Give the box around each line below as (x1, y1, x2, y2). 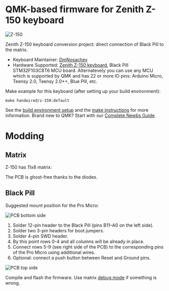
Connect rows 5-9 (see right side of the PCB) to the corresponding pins (12, 244, 164, 250)
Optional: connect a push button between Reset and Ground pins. (12, 254, 151, 261)
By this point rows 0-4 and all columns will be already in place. (12, 238, 144, 245)
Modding (5, 130, 44, 142)
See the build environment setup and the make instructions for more (5, 107, 149, 113)
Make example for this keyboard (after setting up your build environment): (5, 88, 161, 94)
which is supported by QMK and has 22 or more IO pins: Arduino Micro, (12, 72, 163, 79)
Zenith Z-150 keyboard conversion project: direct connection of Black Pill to (5, 41, 164, 47)
